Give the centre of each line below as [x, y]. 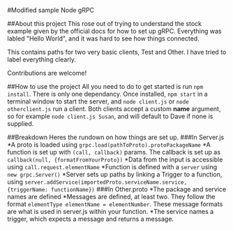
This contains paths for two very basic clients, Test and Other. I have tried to [117, 52]
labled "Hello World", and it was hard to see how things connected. [104, 38]
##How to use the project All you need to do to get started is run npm [105, 86]
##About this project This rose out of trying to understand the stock [105, 23]
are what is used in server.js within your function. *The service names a [111, 211]
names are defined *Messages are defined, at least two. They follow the [111, 196]
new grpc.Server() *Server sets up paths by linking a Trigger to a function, [115, 174]
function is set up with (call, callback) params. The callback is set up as [114, 152]
